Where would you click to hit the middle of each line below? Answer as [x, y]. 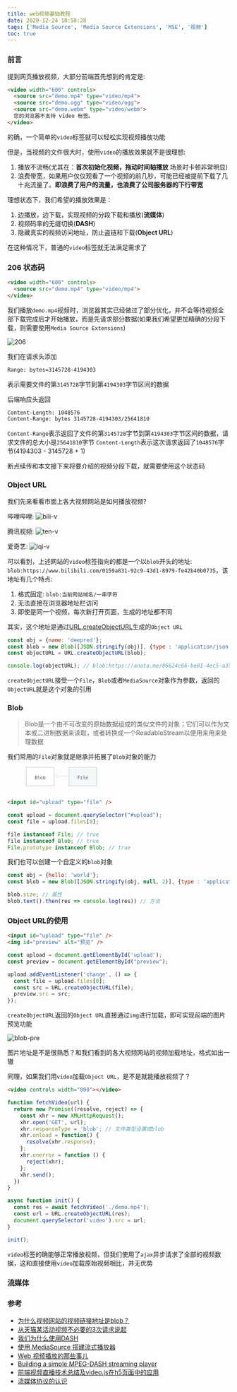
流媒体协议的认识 [42, 1381]
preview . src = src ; [42, 994]
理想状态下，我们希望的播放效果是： [60, 199]
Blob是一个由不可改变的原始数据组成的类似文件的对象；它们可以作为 [124, 724]
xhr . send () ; [37, 1175]
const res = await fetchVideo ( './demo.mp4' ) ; [82, 1208]
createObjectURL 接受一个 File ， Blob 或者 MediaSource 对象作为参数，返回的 [114, 680]
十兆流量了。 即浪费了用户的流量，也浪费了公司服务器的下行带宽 [110, 184]
